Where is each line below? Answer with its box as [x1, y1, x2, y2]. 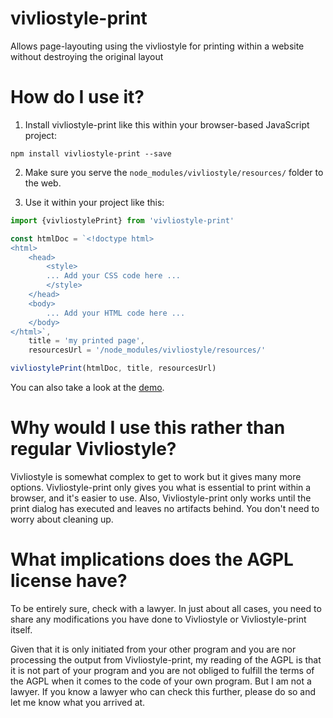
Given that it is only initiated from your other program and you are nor [10, 643, 297, 655]
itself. [10, 623, 33, 636]
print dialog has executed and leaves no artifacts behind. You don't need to [10, 502, 320, 514]
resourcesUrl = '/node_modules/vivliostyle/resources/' [28, 345, 267, 356]
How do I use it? [10, 86, 145, 109]
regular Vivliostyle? [10, 438, 177, 461]
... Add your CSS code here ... [46, 271, 182, 281]
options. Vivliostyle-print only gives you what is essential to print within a [10, 481, 312, 493]
